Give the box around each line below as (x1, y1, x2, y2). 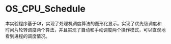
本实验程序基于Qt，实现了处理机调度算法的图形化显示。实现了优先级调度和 (5, 20, 162, 26)
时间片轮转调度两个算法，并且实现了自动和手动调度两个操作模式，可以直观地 (5, 26, 166, 33)
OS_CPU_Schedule (5, 3, 85, 15)
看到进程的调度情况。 (5, 33, 50, 39)
